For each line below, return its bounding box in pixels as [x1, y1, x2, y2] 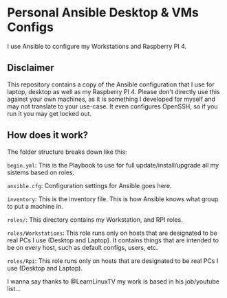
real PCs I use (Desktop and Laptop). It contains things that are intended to [7, 236, 219, 244]
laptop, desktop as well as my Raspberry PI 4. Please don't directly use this [7, 87, 220, 95]
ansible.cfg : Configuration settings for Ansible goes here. [7, 181, 172, 190]
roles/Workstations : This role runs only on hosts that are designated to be [7, 229, 218, 237]
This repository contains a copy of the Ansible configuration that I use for [7, 80, 215, 89]
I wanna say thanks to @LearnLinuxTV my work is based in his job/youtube [7, 277, 220, 286]
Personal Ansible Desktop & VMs [7, 5, 199, 21]
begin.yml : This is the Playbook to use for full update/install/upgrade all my [7, 161, 219, 169]
